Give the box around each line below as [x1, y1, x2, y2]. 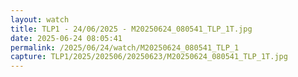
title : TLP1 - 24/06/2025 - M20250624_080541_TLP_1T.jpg [10, 24, 253, 34]
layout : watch [10, 14, 70, 25]
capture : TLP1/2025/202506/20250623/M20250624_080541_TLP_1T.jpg [10, 52, 288, 62]
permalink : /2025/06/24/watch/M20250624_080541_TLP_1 [10, 42, 240, 53]
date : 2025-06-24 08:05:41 [10, 33, 123, 43]
